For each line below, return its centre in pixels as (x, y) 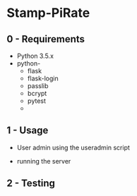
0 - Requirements (46, 39)
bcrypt (37, 93)
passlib (38, 86)
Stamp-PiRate (48, 13)
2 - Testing (31, 184)
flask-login (43, 78)
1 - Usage (28, 131)
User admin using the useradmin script (73, 147)
